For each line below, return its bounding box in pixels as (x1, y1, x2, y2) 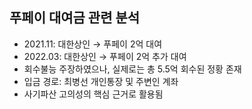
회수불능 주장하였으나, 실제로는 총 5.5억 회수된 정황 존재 (23, 63, 242, 75)
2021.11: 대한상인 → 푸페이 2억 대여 (23, 38, 163, 50)
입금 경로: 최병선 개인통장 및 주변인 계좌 (23, 75, 179, 87)
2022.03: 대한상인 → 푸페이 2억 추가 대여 (23, 50, 187, 62)
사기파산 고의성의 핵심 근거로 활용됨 (23, 88, 164, 100)
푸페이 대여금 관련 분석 (9, 9, 141, 27)
